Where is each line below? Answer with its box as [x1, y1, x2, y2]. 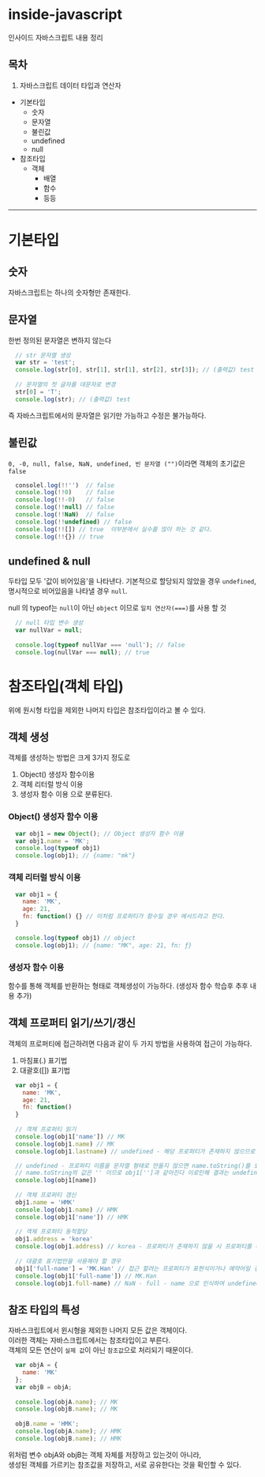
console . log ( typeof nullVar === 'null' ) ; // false [15, 640, 185, 649]
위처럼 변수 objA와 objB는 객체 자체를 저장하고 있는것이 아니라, [8, 1449, 202, 1460]
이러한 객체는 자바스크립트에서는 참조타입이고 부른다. [8, 1335, 171, 1345]
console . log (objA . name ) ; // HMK [15, 1427, 122, 1436]
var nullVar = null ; [15, 626, 83, 634]
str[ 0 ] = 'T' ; [15, 387, 62, 396]
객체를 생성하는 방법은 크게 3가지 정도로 [8, 753, 131, 762]
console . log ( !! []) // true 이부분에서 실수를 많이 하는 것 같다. [15, 525, 213, 533]
